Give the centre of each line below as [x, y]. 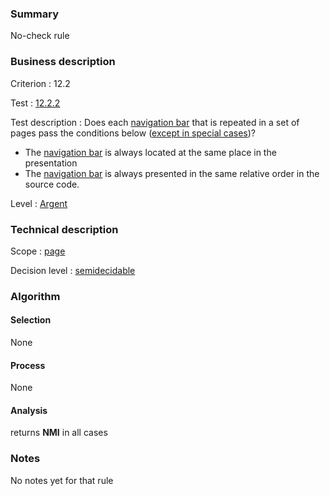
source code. [52, 184]
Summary [35, 14]
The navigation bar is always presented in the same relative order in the [172, 173]
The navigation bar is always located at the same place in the [150, 152]
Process [28, 365]
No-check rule [40, 36]
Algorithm [35, 296]
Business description [63, 62]
